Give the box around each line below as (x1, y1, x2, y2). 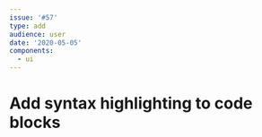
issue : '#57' (9, 13, 58, 22)
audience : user (9, 30, 66, 39)
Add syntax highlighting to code (9, 93, 253, 114)
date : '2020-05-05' (9, 38, 83, 47)
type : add (9, 21, 47, 30)
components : (9, 47, 54, 56)
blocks (9, 113, 61, 133)
